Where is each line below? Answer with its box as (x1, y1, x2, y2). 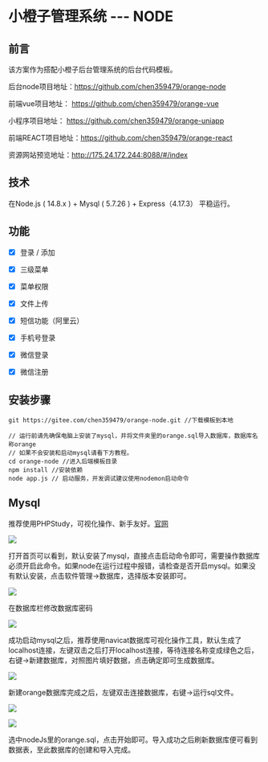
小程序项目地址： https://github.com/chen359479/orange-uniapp (8, 116, 225, 125)
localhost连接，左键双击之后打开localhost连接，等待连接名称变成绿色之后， (8, 645, 258, 655)
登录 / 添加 (19, 247, 55, 257)
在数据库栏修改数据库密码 (8, 603, 93, 612)
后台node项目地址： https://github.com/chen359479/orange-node (8, 82, 226, 91)
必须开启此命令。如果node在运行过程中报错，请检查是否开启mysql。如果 (8, 560, 249, 571)
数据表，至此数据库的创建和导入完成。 (8, 744, 135, 754)
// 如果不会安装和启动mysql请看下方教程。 (8, 449, 133, 457)
